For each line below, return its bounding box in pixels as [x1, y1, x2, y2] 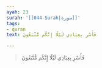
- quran [6, 26, 26, 32]
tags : [6, 20, 20, 26]
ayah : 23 [6, 9, 29, 15]
